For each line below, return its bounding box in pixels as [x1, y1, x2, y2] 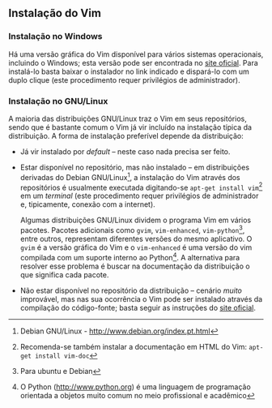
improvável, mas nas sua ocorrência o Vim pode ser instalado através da [19, 294, 263, 303]
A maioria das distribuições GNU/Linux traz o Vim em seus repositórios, [8, 114, 247, 123]
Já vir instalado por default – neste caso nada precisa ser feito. [19, 146, 231, 157]
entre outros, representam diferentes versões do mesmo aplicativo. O [19, 234, 253, 243]
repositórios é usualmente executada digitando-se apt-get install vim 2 [19, 181, 263, 192]
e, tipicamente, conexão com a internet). [19, 200, 155, 209]
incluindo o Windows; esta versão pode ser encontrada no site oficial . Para [8, 58, 259, 67]
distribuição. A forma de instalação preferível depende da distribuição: [8, 131, 244, 140]
